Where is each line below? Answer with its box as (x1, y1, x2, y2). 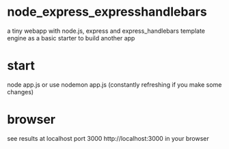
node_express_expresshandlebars (7, 4, 207, 20)
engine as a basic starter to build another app (7, 33, 135, 42)
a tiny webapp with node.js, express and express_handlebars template (7, 27, 206, 35)
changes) (7, 87, 34, 96)
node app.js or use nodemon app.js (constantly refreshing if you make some (7, 80, 222, 89)
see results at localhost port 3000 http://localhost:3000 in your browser (7, 134, 210, 142)
